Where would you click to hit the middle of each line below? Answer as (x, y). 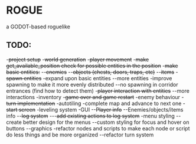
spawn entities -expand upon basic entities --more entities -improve (89, 78)
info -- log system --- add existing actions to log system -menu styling (91, 116)
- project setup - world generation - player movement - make (78, 59)
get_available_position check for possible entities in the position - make (92, 66)
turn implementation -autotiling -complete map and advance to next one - (96, 103)
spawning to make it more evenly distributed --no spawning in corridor (92, 84)
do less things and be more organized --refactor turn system (80, 135)
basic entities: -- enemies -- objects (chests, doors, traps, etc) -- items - (92, 72)
